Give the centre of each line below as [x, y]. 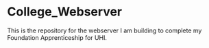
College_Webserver [64, 12]
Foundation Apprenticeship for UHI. [57, 37]
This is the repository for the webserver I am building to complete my [104, 30]
